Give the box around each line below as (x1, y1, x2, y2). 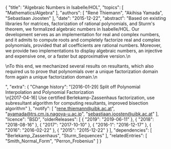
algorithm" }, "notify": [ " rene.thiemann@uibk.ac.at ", (5, 106, 115, 111)
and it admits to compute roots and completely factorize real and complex (5, 37, 161, 43)
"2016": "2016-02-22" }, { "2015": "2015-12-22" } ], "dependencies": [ (5, 127, 152, 133)
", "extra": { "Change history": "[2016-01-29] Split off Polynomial (5, 84, 140, 90)
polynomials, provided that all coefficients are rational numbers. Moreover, (5, 42, 162, 48)
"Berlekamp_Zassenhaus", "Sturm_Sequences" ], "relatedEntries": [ (5, 133, 148, 138)
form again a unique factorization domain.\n (5, 74, 98, 80)
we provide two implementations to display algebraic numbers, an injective (5, 48, 163, 54)
